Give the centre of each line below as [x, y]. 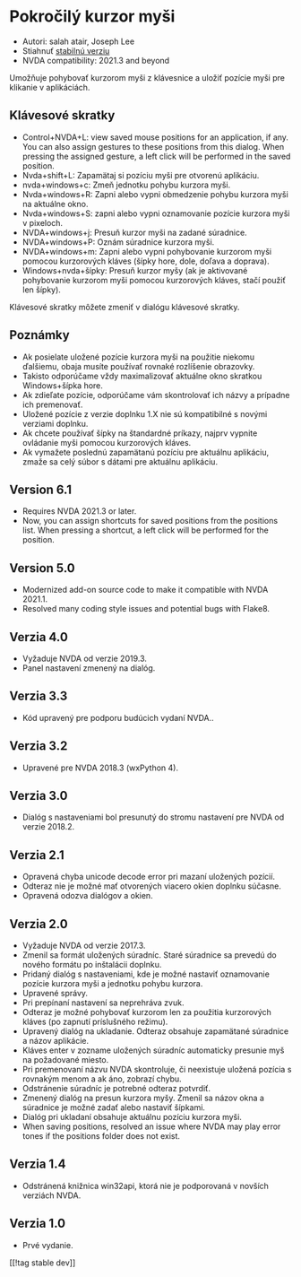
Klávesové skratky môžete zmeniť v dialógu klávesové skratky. [125, 307]
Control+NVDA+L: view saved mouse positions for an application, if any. [155, 137]
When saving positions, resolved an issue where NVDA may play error [151, 1126]
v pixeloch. [43, 222]
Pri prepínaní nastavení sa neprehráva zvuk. [103, 1003]
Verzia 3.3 [39, 696]
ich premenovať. [52, 404]
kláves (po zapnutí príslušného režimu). [95, 1022]
